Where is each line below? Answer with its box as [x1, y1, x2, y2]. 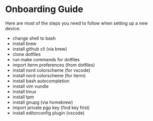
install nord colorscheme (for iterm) [12, 72, 86, 78]
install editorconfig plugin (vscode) [12, 109, 85, 116]
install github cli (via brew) [12, 46, 67, 52]
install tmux [12, 88, 37, 94]
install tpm [12, 94, 34, 100]
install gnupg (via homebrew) [12, 99, 73, 105]
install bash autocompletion [12, 78, 70, 84]
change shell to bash [12, 35, 56, 41]
